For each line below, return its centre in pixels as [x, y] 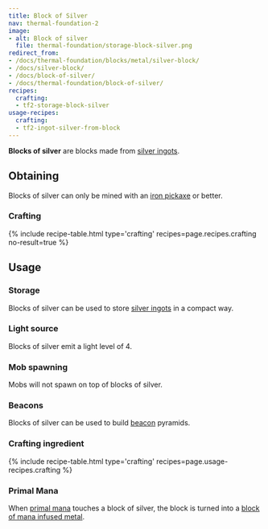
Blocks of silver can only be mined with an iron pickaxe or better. [115, 195]
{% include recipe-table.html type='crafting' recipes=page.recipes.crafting [132, 233]
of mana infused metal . [47, 517]
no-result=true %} [39, 242]
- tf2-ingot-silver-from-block [68, 128]
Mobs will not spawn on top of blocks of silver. [86, 385]
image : [19, 31]
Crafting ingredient [46, 444]
